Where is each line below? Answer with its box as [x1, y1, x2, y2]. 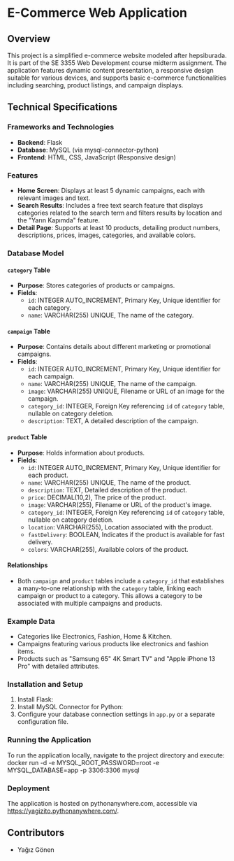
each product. [27, 471, 68, 479]
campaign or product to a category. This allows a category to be [17, 591, 203, 599]
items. [17, 647, 36, 655]
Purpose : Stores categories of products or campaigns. [17, 281, 175, 290]
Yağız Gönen [17, 845, 54, 854]
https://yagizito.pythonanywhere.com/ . [7, 806, 119, 815]
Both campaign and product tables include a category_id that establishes [17, 576, 225, 585]
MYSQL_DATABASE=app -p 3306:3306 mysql [7, 766, 140, 774]
